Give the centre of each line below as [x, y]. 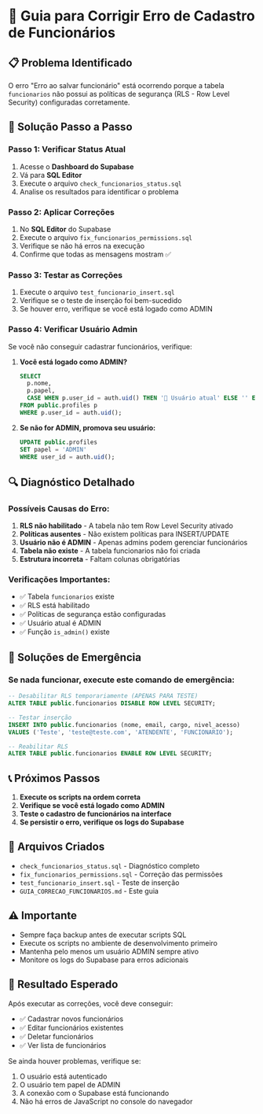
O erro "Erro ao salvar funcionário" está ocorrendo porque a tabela [117, 85]
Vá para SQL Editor [51, 175]
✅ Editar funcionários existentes [71, 1027]
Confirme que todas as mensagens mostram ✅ [95, 254]
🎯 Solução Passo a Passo [70, 127]
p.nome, [40, 384]
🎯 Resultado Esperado [63, 985]
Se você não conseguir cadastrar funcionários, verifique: [100, 346]
